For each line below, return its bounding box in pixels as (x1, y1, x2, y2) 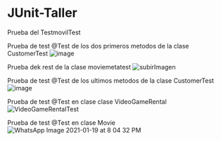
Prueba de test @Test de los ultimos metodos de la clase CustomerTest (7, 76, 215, 85)
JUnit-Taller (7, 5, 77, 21)
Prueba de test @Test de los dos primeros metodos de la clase (7, 41, 189, 50)
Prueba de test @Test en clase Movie (7, 118, 116, 127)
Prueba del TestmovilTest (7, 28, 81, 36)
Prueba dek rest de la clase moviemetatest (7, 62, 132, 71)
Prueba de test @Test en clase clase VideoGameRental (7, 97, 167, 106)
